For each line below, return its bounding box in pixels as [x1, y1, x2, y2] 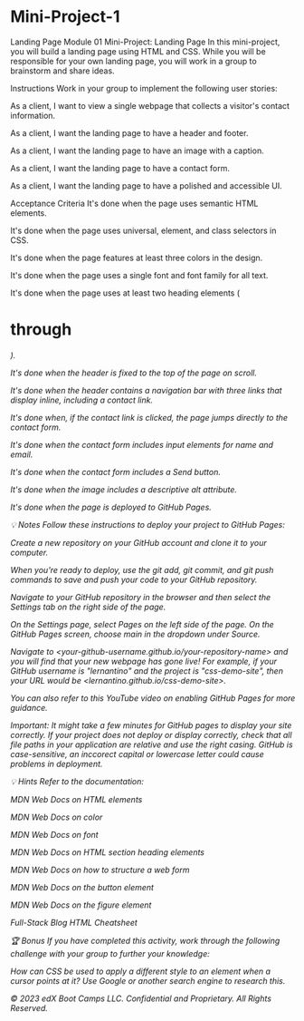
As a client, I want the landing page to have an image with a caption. [10, 145, 265, 156]
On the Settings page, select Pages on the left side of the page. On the [10, 618, 274, 629]
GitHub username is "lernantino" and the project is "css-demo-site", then [10, 665, 284, 676]
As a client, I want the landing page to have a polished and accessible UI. [10, 180, 283, 191]
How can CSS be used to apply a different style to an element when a [10, 966, 271, 977]
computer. [10, 547, 49, 558]
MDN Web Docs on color [10, 812, 103, 822]
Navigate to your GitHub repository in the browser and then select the [10, 591, 271, 602]
